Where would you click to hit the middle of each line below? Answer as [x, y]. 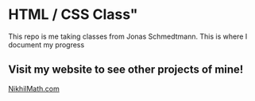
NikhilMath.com [34, 88]
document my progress [46, 44]
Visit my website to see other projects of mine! [126, 70]
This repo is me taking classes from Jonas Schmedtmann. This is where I [128, 36]
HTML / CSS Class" [73, 15]
